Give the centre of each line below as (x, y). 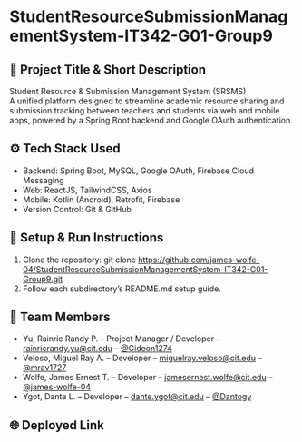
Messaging (44, 180)
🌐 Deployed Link (57, 425)
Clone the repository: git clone (79, 260)
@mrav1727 (44, 368)
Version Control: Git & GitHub (77, 209)
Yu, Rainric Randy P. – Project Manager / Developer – (121, 339)
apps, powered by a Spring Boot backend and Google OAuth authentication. (151, 120)
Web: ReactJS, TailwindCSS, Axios (87, 190)
